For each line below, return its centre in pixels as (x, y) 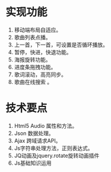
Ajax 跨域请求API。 (37, 140)
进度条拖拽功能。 (35, 67)
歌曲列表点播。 (32, 37)
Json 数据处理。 (34, 133)
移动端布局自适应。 (38, 30)
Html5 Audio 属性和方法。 (46, 126)
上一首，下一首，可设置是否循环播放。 (61, 45)
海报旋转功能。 (32, 60)
